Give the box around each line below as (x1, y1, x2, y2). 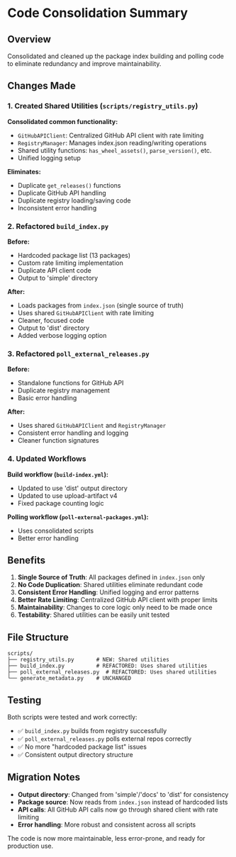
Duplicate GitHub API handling (17, 188, 106, 197)
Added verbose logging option (17, 331, 107, 339)
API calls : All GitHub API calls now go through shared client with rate (17, 805, 218, 814)
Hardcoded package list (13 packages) (17, 251, 131, 259)
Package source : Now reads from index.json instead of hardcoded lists (17, 798, 228, 806)
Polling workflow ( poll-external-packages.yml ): (7, 512, 149, 521)
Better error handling (17, 533, 79, 543)
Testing (7, 694, 42, 706)
